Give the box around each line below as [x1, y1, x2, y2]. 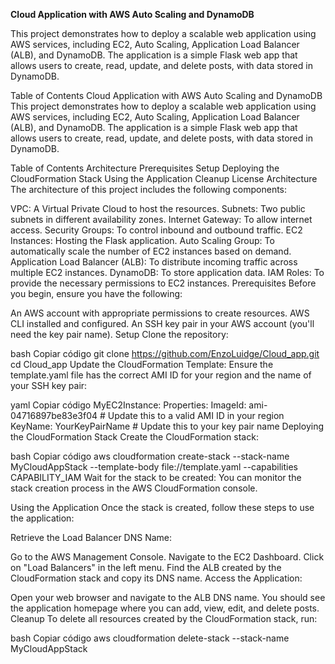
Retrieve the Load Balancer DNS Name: [10, 532, 173, 543]
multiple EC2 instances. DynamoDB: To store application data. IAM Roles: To [10, 267, 325, 278]
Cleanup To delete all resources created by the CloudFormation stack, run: [10, 613, 318, 624]
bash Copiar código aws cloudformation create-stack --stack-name [10, 450, 290, 462]
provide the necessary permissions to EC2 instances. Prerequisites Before [10, 277, 317, 289]
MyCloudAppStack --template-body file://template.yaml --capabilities [10, 461, 298, 473]
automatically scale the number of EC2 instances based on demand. [10, 245, 292, 257]
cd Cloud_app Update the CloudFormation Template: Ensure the [10, 359, 274, 370]
